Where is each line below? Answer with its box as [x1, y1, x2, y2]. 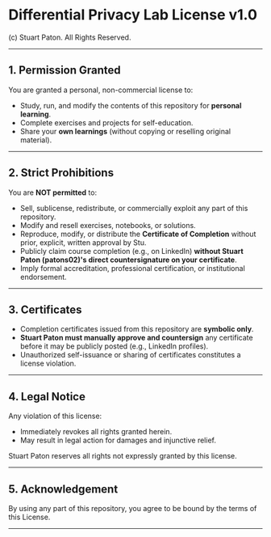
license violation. [19, 358, 77, 369]
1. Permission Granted [8, 63, 121, 78]
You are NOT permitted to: [8, 188, 98, 197]
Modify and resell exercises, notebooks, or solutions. [19, 220, 196, 230]
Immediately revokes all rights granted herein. [19, 427, 173, 437]
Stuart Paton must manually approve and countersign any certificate [19, 333, 253, 343]
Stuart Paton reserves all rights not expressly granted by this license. [8, 451, 237, 461]
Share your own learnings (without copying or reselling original [19, 126, 231, 136]
